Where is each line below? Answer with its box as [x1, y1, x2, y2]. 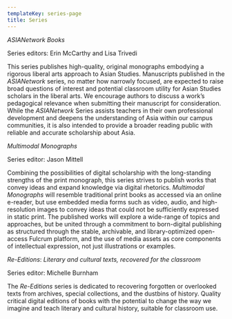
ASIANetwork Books [7, 35, 66, 43]
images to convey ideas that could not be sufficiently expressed [37, 205, 219, 213]
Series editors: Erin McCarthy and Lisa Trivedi [7, 49, 138, 57]
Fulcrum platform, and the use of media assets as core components [28, 234, 222, 242]
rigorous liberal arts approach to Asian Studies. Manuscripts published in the [7, 70, 225, 78]
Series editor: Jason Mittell [7, 155, 84, 163]
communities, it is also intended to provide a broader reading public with [7, 121, 213, 129]
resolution [7, 205, 36, 213]
